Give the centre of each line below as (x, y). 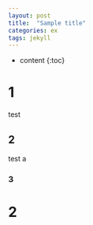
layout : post (30, 16)
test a (17, 159)
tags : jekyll (30, 38)
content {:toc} (42, 60)
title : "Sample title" (47, 23)
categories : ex (33, 30)
